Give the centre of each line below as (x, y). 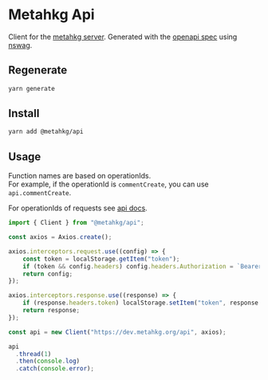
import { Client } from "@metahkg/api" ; (77, 223)
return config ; (48, 274)
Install (24, 114)
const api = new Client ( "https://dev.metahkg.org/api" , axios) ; (117, 332)
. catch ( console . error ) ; (55, 369)
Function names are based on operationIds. (80, 176)
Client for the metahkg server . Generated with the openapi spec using (123, 37)
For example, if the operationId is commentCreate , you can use (108, 184)
